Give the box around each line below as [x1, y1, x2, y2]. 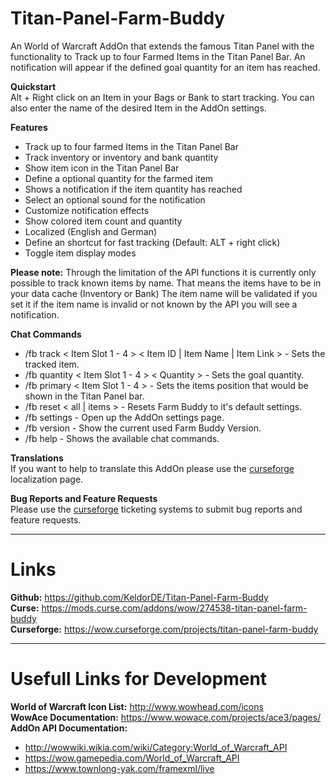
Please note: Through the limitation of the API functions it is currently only [10, 266, 317, 278]
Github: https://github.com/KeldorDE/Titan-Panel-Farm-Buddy [10, 591, 269, 603]
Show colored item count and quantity [24, 215, 183, 227]
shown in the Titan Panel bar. [24, 390, 145, 402]
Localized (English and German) [24, 225, 158, 237]
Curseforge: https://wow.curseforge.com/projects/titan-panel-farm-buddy [10, 623, 319, 635]
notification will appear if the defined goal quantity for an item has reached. [10, 61, 321, 73]
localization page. [10, 473, 84, 485]
